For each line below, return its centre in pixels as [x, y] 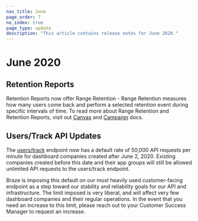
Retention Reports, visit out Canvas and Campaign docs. [75, 117]
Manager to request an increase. [46, 211]
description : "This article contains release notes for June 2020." [92, 34]
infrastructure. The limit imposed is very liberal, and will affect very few [92, 193]
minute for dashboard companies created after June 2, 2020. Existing [91, 156]
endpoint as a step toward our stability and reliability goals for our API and [96, 186]
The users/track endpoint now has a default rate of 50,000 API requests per [98, 150]
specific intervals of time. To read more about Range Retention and [88, 111]
